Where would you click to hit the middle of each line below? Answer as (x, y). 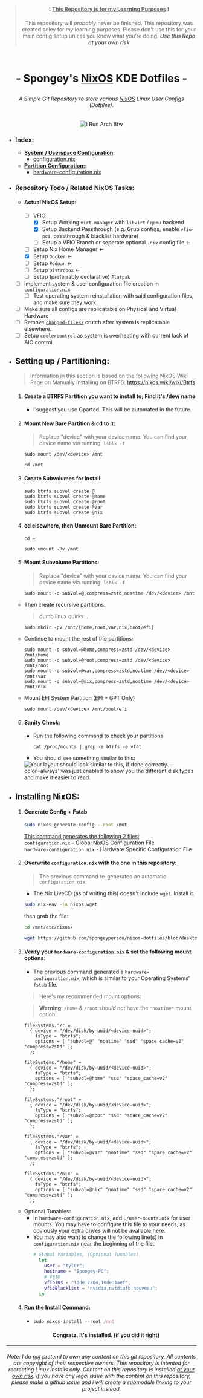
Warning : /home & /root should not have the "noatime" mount (115, 1008)
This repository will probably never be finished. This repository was (109, 23)
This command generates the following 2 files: (82, 836)
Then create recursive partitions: (65, 604)
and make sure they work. (65, 302)
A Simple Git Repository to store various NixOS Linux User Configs (101, 99)
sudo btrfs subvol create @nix (63, 512)
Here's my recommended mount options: (90, 996)
